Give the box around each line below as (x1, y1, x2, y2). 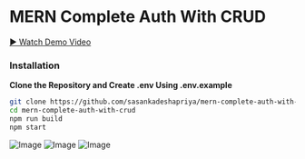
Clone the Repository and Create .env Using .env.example (9, 80, 233, 91)
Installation (9, 59, 61, 72)
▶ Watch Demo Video (9, 36, 92, 47)
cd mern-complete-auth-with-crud (9, 106, 136, 115)
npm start (9, 123, 47, 132)
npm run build (9, 114, 64, 124)
